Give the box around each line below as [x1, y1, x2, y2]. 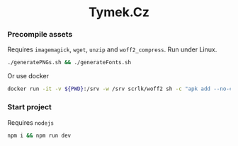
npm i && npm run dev [7, 132, 72, 139]
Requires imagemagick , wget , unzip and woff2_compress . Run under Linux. [7, 45, 217, 54]
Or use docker [7, 72, 50, 80]
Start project [7, 102, 52, 112]
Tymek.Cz [88, 4, 150, 20]
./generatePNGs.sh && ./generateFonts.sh [7, 59, 132, 66]
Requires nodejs [7, 118, 55, 127]
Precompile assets [7, 30, 73, 39]
